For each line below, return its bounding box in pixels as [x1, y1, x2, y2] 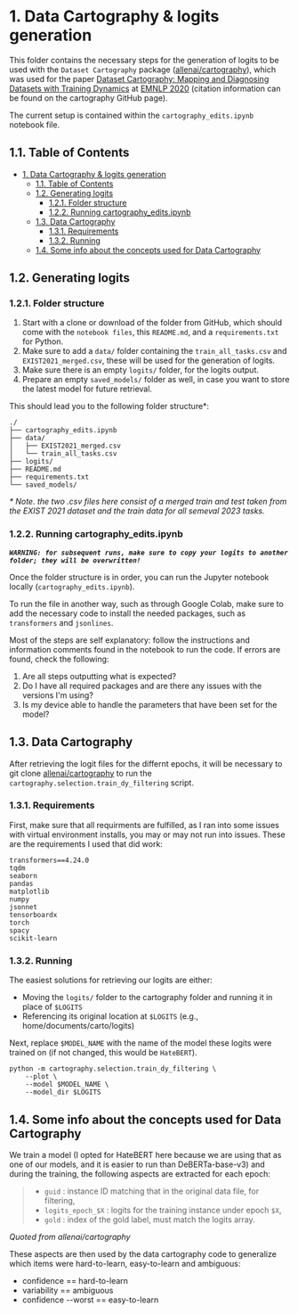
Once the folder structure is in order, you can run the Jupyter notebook [9, 571, 270, 582]
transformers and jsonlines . [9, 617, 114, 628]
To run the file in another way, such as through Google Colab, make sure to [9, 598, 285, 609]
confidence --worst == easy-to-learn [21, 1294, 159, 1305]
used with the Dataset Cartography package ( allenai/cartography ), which [9, 64, 277, 75]
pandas [9, 879, 34, 888]
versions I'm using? [21, 689, 93, 701]
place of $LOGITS [21, 1001, 83, 1013]
